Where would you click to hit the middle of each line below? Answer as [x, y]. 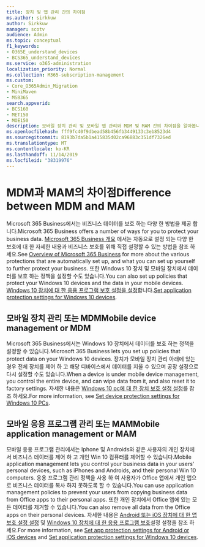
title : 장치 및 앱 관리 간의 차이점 [46, 12]
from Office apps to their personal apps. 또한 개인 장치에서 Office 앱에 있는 [99, 499]
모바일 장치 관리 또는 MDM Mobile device [81, 318]
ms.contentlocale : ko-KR [38, 149]
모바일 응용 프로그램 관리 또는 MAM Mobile [83, 424]
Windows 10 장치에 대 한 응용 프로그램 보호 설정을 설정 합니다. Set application [99, 290]
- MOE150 [17, 120]
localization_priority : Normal [46, 69]
